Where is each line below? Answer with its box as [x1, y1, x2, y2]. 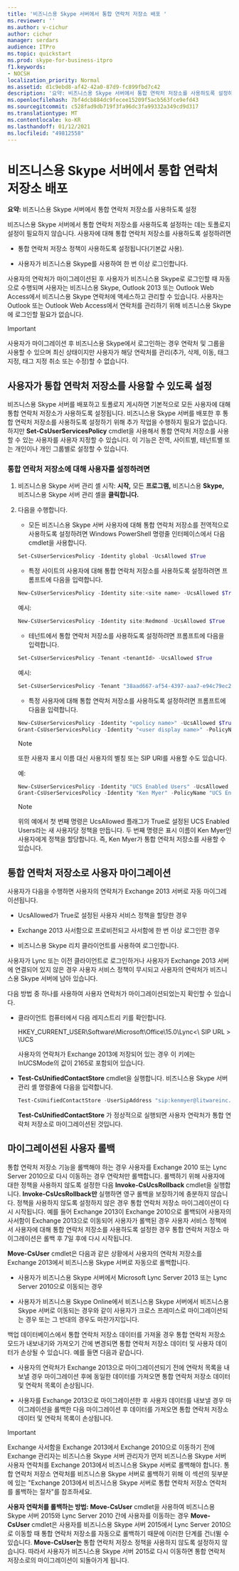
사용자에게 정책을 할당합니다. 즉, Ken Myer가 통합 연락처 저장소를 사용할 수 [17, 835, 226, 844]
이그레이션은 [7, 1233, 43, 1243]
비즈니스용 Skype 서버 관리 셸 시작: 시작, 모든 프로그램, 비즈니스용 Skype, [17, 481, 225, 490]
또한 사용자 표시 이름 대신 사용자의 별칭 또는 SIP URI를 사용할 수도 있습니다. [17, 753, 228, 762]
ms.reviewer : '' [7, 17, 55, 24]
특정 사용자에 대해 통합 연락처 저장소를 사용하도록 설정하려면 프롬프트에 [28, 696, 226, 705]
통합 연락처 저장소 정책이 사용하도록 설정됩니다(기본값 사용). [17, 244, 184, 253]
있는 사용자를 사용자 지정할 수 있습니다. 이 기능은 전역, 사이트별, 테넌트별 [22, 436, 223, 444]
